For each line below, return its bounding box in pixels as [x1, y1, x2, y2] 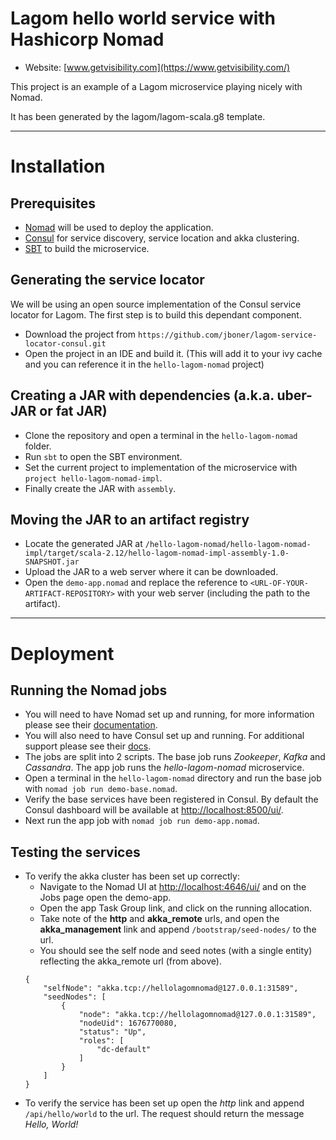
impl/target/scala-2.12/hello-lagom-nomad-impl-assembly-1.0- [24, 548, 290, 559]
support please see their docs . [24, 740, 152, 752]
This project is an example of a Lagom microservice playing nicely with [10, 80, 303, 92]
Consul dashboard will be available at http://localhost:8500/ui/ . [24, 804, 284, 816]
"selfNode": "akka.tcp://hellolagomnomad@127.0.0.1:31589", [43, 983, 299, 994]
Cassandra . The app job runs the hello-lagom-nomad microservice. [24, 762, 305, 774]
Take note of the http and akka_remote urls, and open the [39, 913, 280, 925]
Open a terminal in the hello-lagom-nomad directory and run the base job [24, 772, 322, 784]
